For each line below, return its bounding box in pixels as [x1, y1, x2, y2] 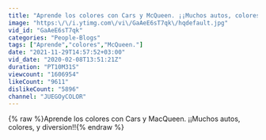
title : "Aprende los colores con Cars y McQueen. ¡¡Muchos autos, [8, 11, 232, 20]
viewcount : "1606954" [8, 70, 80, 78]
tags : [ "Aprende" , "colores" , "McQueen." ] [8, 41, 144, 49]
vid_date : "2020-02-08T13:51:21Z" [8, 56, 123, 64]
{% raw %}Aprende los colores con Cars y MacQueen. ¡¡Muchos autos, [8, 114, 241, 123]
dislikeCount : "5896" [8, 85, 80, 93]
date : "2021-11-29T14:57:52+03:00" [8, 48, 126, 56]
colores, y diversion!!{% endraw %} [8, 123, 124, 132]
